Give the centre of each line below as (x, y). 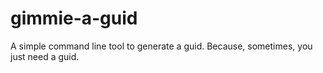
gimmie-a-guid (74, 18)
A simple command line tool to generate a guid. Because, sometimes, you (161, 46)
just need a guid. (45, 56)
